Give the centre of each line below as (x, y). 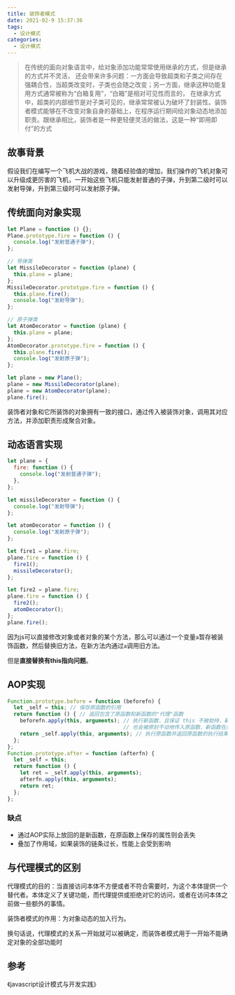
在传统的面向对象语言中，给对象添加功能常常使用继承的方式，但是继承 (126, 67)
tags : (15, 27)
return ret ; (37, 785)
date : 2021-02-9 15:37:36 (45, 20)
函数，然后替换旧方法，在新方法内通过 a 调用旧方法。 (88, 645)
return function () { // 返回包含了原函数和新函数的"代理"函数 (99, 714)
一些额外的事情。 (44, 903)
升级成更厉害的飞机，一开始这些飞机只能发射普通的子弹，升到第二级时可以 (120, 179)
